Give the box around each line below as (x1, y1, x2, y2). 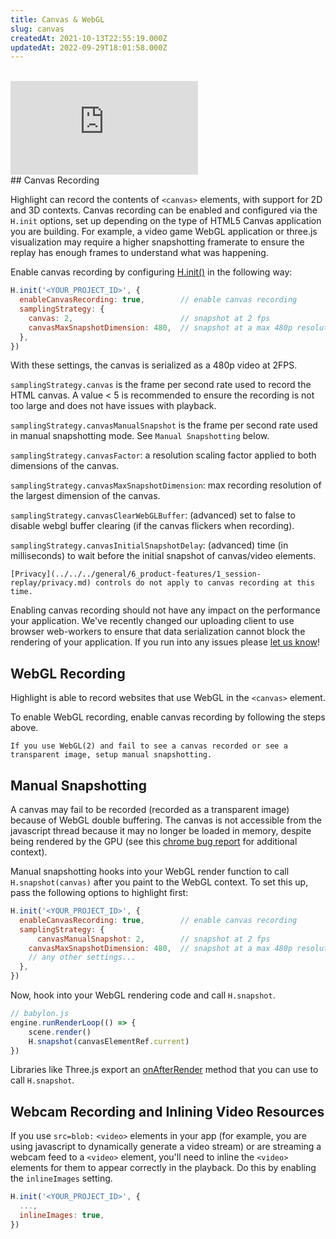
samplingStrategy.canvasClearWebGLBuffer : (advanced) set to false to (10, 509, 296, 521)
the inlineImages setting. (10, 1172, 113, 1185)
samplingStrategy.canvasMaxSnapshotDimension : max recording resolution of (10, 479, 322, 491)
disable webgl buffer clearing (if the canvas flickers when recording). (10, 520, 295, 532)
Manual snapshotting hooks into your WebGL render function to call (10, 866, 290, 877)
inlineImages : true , (19, 1210, 105, 1220)
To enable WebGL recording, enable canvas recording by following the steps (10, 711, 326, 723)
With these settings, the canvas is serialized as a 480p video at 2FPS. (10, 359, 298, 371)
